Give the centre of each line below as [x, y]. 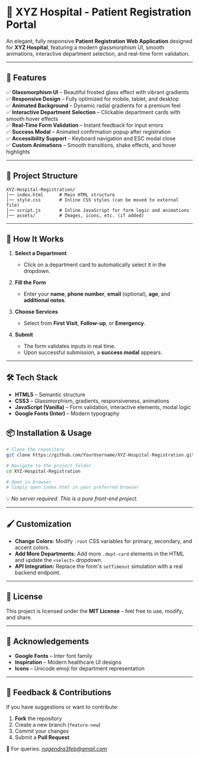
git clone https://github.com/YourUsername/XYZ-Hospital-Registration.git [100, 455]
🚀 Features [26, 78]
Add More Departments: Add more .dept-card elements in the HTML [99, 554]
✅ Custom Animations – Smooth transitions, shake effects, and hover [91, 145]
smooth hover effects [32, 118]
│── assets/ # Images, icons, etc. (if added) [75, 216]
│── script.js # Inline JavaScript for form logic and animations [98, 210]
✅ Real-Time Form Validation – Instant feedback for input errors [85, 125]
